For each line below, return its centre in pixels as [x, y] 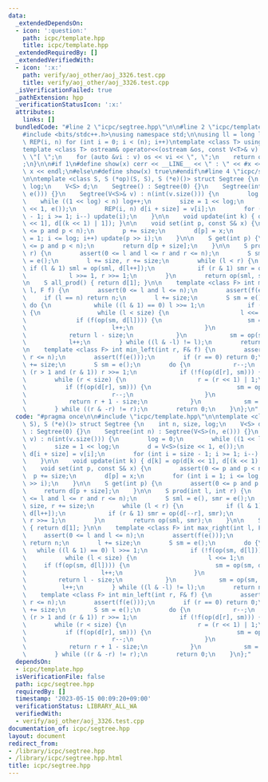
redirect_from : [33, 744]
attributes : [35, 113]
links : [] [39, 120]
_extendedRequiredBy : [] [57, 53]
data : [17, 16]
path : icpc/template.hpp [64, 38]
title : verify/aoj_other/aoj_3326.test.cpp [96, 82]
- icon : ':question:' [51, 30]
